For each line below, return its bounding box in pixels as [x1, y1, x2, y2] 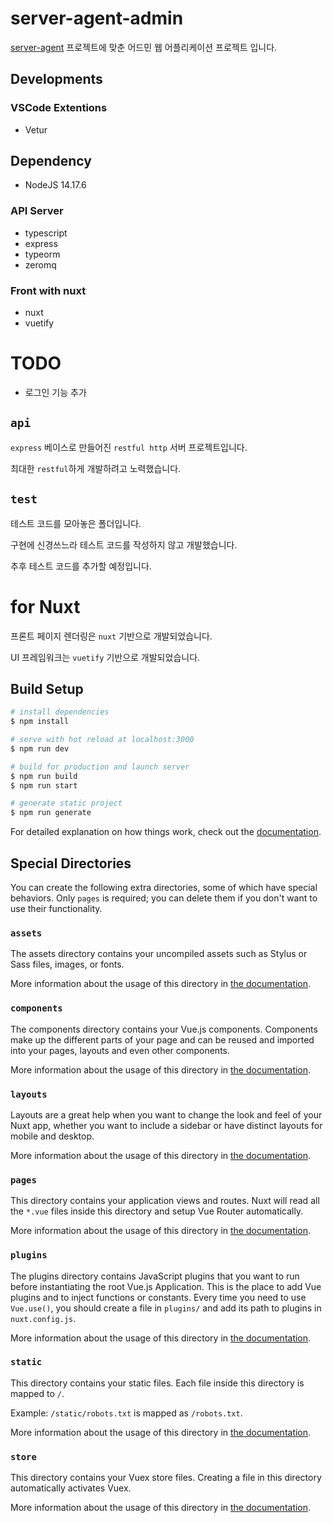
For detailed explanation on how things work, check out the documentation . [10, 826, 322, 838]
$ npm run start [10, 780, 78, 791]
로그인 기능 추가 [24, 386, 87, 398]
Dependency [10, 153, 92, 170]
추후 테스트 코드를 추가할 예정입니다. [10, 560, 152, 572]
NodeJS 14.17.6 [24, 179, 87, 191]
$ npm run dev [10, 743, 70, 754]
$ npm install [10, 717, 70, 727]
